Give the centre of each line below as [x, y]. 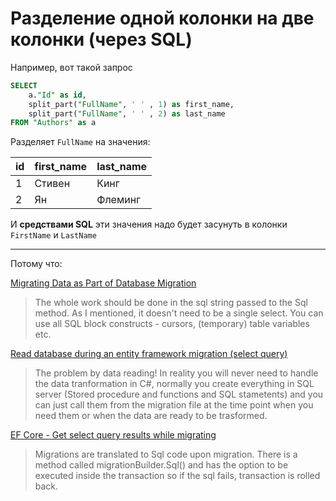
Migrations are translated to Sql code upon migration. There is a [166, 454]
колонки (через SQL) [101, 39]
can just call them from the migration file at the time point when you [174, 405]
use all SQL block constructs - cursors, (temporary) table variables [172, 324]
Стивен [52, 184]
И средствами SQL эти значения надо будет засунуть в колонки [149, 224]
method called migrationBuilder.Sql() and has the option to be [161, 465]
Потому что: [36, 264]
